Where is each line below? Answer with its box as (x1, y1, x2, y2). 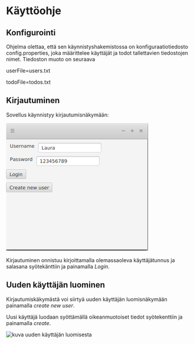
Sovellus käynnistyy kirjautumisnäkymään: (6, 111, 109, 118)
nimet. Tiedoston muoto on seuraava (6, 56, 96, 62)
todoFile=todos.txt (6, 78, 51, 85)
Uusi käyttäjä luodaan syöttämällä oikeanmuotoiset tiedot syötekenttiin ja (6, 313, 183, 320)
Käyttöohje (6, 4, 62, 18)
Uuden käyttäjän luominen (6, 280, 105, 290)
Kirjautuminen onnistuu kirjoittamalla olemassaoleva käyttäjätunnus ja (6, 256, 175, 263)
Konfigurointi (6, 28, 56, 38)
